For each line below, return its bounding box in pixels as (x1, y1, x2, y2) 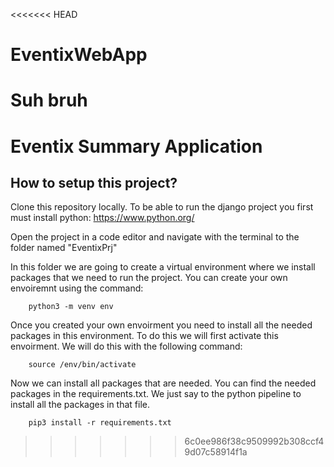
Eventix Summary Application (10, 135, 263, 158)
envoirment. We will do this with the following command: (10, 340, 243, 353)
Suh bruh (10, 89, 88, 112)
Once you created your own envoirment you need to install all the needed (10, 319, 313, 331)
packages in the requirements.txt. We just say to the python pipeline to (10, 388, 302, 400)
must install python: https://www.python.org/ (10, 212, 195, 224)
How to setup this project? (10, 174, 178, 191)
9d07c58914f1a (184, 446, 248, 458)
